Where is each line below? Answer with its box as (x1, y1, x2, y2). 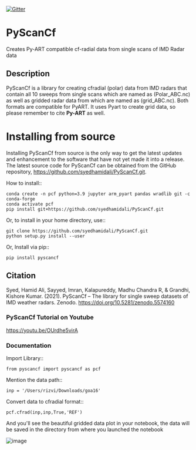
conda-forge (6, 196, 35, 202)
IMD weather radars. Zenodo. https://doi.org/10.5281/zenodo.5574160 (6, 298, 175, 305)
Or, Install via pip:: (6, 243, 50, 250)
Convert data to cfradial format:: (6, 398, 84, 405)
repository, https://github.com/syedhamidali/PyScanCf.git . (6, 168, 147, 175)
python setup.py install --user (6, 233, 85, 239)
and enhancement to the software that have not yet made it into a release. (6, 156, 185, 163)
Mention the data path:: (6, 377, 63, 384)
